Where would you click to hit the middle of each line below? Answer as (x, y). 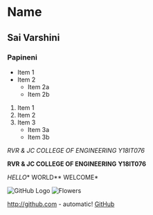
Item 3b (38, 137)
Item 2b (38, 94)
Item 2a (38, 86)
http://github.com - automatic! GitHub (61, 204)
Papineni (22, 57)
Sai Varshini (34, 38)
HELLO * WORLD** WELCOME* (53, 177)
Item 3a (38, 129)
